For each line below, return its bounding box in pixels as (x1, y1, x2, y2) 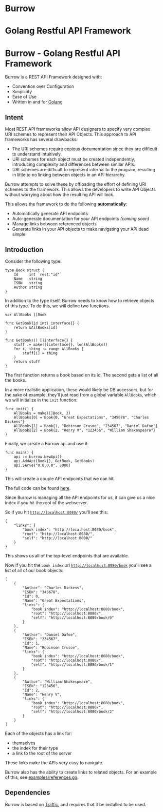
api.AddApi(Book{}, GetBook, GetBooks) (14, 458, 95, 463)
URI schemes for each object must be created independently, (12, 157, 135, 162)
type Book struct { (5, 268, 45, 273)
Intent (5, 113, 23, 121)
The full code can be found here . (5, 485, 71, 491)
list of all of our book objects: (5, 567, 64, 573)
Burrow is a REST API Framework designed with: (5, 74, 102, 80)
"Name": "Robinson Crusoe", (22, 645, 79, 650)
